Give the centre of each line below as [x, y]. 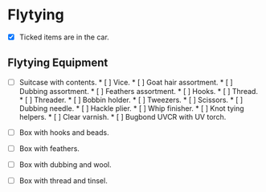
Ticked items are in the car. [64, 37]
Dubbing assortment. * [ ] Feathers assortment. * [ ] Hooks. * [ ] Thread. [139, 91]
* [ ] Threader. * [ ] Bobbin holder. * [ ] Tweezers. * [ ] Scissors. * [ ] [131, 100]
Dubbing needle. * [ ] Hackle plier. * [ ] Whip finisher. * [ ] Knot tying [131, 108]
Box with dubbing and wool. [65, 165]
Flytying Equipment [58, 63]
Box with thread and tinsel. [63, 181]
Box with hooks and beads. [64, 132]
